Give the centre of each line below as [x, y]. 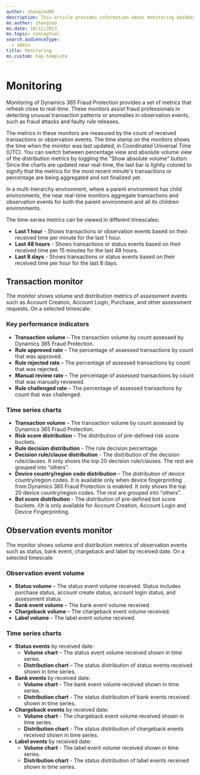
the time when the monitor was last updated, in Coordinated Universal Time [99, 145]
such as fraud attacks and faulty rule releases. [63, 121]
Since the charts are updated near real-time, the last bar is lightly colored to [99, 164]
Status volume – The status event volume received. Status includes [98, 586]
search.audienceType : [33, 39]
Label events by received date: [53, 742]
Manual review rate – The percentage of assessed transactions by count [104, 375]
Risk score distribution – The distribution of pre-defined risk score [97, 435]
